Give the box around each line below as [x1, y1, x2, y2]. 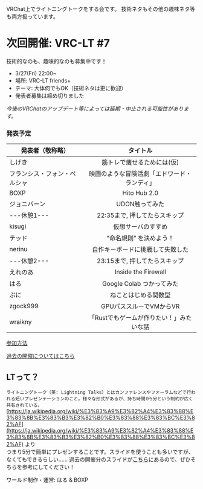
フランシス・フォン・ [9, 169, 71, 178]
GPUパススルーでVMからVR [100, 302, 180, 311]
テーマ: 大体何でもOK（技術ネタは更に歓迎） [14, 84, 127, 92]
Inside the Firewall [114, 268, 166, 276]
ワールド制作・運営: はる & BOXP [6, 476, 89, 484]
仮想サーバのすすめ [112, 223, 168, 231]
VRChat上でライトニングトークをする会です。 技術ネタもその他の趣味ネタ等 [6, 5, 195, 12]
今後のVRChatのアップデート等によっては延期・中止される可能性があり [6, 105, 184, 112]
